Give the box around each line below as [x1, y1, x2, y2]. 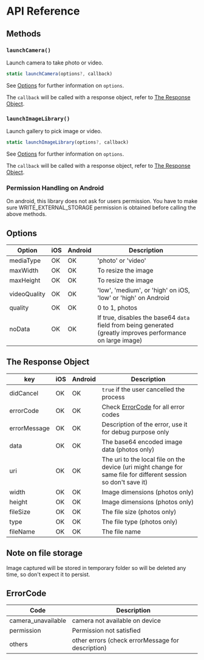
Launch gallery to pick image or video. [6, 128, 102, 135]
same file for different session [101, 470, 187, 479]
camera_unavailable [9, 616, 67, 625]
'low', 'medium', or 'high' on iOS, [97, 286, 190, 294]
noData [9, 325, 30, 333]
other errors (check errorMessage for [72, 636, 179, 645]
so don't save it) [101, 478, 148, 486]
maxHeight [9, 276, 41, 285]
